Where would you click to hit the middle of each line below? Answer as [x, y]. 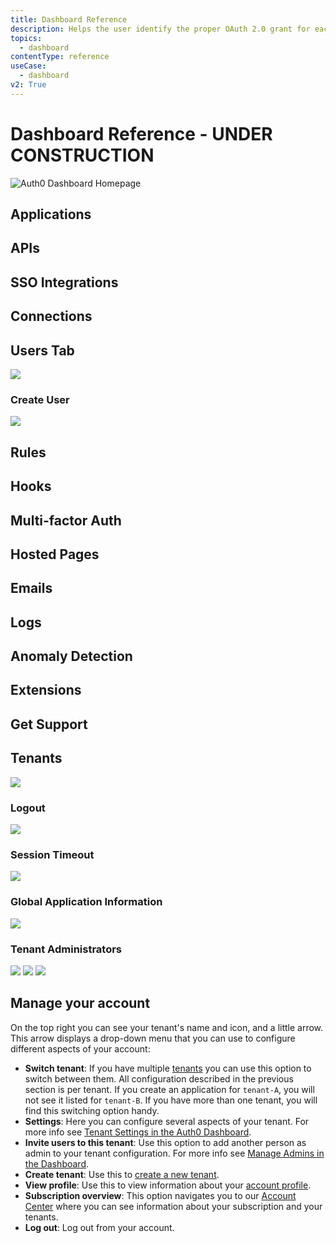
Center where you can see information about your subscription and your [173, 1206]
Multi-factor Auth [66, 520]
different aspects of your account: [80, 1048]
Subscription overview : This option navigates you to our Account [160, 1195]
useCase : [28, 66]
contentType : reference [60, 57]
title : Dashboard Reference [69, 19]
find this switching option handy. [92, 1110]
